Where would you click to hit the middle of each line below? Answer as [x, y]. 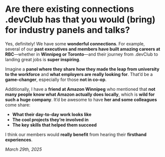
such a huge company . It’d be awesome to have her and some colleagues [81, 99]
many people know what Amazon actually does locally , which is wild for [80, 94]
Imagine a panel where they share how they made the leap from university [82, 69]
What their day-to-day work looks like [52, 114]
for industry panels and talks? [68, 30]
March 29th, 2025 [23, 149]
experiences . [19, 140]
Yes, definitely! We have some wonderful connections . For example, [75, 43]
